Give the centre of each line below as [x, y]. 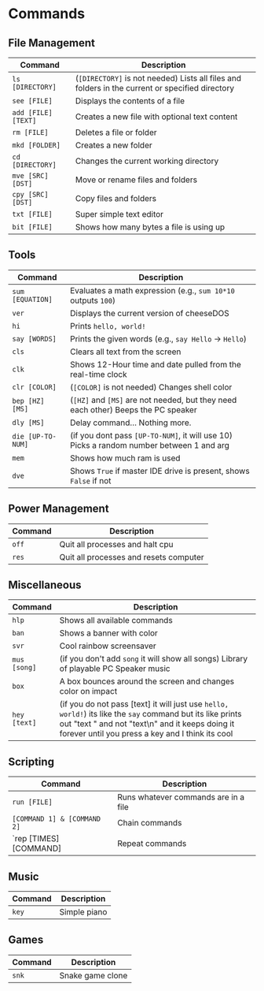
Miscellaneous [45, 585]
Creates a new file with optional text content [156, 117]
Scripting [31, 762]
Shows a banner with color [109, 633]
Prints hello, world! [108, 326]
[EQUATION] [32, 299]
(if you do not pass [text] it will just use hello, [144, 704]
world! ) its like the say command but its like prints [150, 714]
